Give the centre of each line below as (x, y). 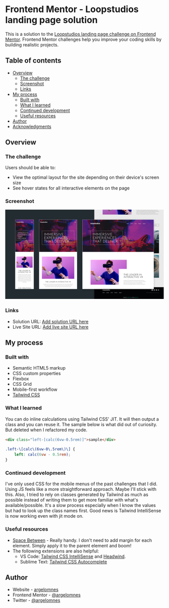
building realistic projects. (32, 44)
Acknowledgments (32, 126)
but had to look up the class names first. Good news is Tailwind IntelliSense (83, 511)
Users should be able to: (31, 168)
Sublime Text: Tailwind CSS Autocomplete (63, 562)
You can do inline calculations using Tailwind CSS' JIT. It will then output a (82, 419)
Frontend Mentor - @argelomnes (47, 595)
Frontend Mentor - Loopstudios (72, 9)
